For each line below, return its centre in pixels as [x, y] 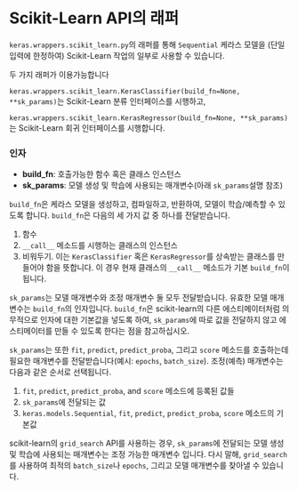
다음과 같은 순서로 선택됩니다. [60, 372]
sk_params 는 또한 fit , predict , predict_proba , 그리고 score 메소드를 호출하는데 [149, 350]
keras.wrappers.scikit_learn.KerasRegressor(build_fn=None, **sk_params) [149, 118]
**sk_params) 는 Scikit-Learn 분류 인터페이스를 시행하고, [108, 101]
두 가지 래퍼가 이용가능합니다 [59, 74]
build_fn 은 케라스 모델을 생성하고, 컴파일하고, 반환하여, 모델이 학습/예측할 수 [143, 205]
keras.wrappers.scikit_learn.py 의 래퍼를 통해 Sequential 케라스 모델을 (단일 [147, 44]
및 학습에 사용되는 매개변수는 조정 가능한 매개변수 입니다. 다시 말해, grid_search [148, 454]
